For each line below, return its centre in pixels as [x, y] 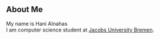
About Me [24, 10]
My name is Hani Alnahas [37, 23]
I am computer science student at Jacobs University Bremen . [80, 30]
